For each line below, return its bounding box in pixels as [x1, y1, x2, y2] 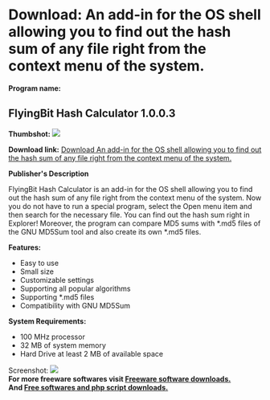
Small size [19, 267, 55, 276]
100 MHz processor [19, 332, 86, 341]
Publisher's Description [8, 169, 89, 178]
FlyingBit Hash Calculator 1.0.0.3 [8, 107, 176, 120]
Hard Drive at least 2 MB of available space [19, 349, 163, 358]
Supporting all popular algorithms [19, 284, 131, 293]
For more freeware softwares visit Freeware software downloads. [8, 373, 231, 383]
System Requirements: [8, 316, 87, 326]
